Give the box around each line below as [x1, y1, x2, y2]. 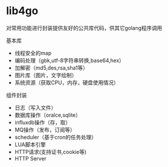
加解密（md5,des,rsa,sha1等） [14, 64, 88, 71]
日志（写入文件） [14, 104, 57, 111]
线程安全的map [14, 49, 52, 57]
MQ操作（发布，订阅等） [14, 126, 75, 133]
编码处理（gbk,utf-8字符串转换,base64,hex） [14, 57, 125, 64]
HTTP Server [14, 155, 47, 162]
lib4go [6, 4, 38, 18]
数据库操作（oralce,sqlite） [14, 111, 81, 119]
